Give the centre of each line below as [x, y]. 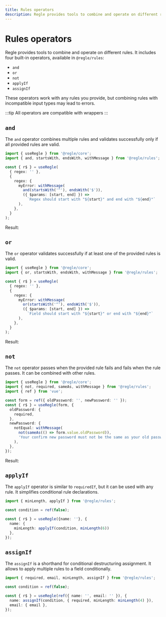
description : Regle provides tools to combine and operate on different [82, 14]
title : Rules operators [30, 10]
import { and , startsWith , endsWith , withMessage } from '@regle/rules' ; [83, 158]
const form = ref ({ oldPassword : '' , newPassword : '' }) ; [66, 400]
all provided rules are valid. [33, 145]
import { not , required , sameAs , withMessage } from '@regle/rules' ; [78, 387]
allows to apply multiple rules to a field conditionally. [58, 569]
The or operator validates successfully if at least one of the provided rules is [83, 254]
